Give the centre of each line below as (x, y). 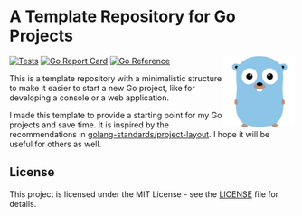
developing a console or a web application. (90, 98)
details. (23, 203)
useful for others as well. (56, 144)
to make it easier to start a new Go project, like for (103, 88)
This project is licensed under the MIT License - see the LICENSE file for (144, 194)
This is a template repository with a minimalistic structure (116, 78)
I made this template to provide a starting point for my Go (116, 115)
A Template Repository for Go (123, 17)
